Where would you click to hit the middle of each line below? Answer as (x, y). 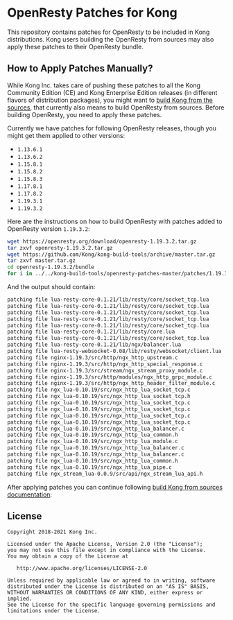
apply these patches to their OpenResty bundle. (75, 46)
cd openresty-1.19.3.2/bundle (51, 267)
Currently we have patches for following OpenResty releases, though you (112, 128)
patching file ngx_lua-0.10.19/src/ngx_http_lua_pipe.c (89, 467)
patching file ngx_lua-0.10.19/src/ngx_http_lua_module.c (93, 442)
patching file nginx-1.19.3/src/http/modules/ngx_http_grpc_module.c (110, 377)
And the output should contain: (51, 287)
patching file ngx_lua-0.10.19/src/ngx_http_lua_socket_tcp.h (99, 397)
